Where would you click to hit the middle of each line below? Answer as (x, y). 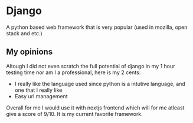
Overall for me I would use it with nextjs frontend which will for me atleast (95, 108)
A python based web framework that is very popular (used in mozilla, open (97, 27)
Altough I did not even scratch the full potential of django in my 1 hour (91, 66)
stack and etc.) (24, 33)
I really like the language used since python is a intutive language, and (100, 84)
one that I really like (38, 90)
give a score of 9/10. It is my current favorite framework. (74, 114)
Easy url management (41, 96)
